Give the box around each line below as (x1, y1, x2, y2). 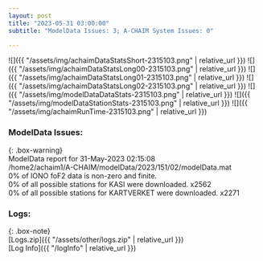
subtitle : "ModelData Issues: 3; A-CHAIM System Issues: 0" (8, 27, 215, 35)
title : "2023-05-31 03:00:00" (8, 19, 110, 27)
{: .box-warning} (8, 145, 63, 155)
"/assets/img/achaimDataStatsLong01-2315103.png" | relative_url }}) (18, 73, 245, 83)
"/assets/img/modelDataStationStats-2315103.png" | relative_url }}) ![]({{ (8, 98, 248, 108)
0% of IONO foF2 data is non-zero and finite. (8, 170, 158, 181)
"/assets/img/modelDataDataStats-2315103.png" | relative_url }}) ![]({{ (18, 90, 251, 100)
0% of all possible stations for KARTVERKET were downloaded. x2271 (8, 188, 240, 198)
